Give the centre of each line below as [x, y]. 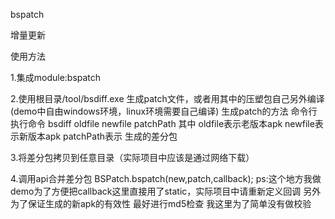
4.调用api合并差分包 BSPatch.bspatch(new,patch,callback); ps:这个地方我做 [166, 178]
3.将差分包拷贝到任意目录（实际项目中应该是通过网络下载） [132, 157]
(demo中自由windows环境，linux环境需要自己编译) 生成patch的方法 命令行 [164, 111]
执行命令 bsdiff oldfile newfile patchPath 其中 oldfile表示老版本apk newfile [162, 123]
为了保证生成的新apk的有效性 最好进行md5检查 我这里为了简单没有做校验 [161, 203]
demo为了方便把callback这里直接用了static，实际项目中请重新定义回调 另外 [166, 191]
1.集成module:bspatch [56, 77]
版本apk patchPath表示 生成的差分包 [102, 136]
